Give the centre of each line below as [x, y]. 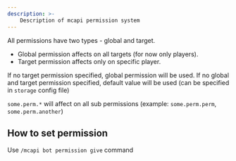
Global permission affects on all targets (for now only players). [108, 54]
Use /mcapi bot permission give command [70, 150]
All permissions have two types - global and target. [81, 40]
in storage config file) [38, 90]
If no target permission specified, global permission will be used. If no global [118, 75]
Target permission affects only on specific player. [89, 61]
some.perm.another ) [35, 111]
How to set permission [57, 133]
